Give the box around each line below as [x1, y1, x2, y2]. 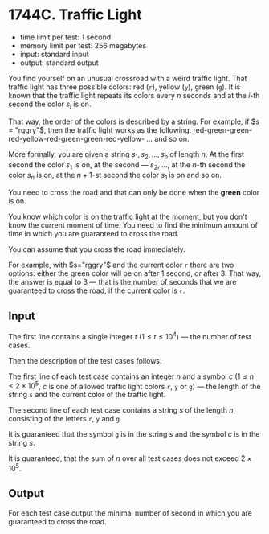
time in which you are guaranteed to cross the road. [8, 229, 179, 239]
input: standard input [19, 49, 90, 59]
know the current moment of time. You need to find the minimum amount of [8, 220, 259, 230]
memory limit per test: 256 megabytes [19, 40, 147, 50]
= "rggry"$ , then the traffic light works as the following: [8, 125, 192, 134]
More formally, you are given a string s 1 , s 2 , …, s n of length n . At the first [8, 149, 245, 161]
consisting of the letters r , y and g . [8, 414, 122, 424]
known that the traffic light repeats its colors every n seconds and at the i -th [8, 90, 260, 100]
